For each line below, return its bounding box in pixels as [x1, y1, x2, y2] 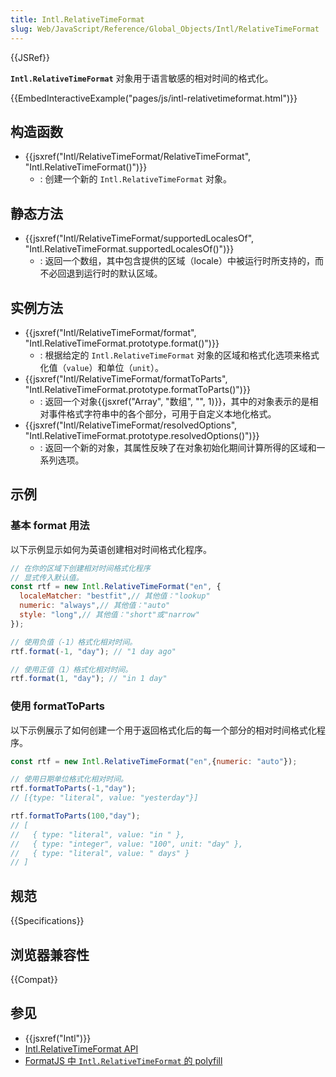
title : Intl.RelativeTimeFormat [10, 14, 145, 25]
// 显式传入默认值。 [10, 572, 84, 583]
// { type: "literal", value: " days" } [10, 848, 190, 858]
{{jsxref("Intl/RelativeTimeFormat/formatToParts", [24, 372, 228, 385]
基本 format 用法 [10, 519, 90, 533]
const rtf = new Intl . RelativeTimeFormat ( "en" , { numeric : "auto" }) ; [10, 756, 298, 766]
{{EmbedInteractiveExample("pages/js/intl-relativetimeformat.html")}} [10, 92, 298, 104]
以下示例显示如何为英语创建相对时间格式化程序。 [10, 543, 212, 555]
